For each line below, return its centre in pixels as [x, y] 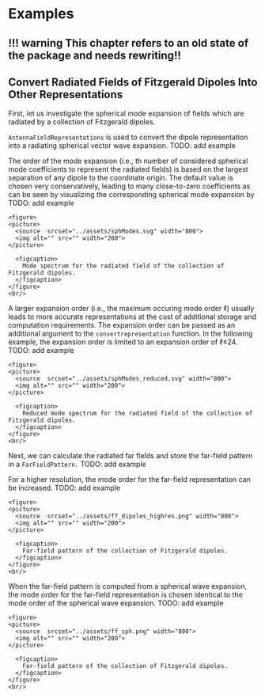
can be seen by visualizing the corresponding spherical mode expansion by [131, 195]
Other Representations [66, 95]
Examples [41, 14]
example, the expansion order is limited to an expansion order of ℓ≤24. [123, 342]
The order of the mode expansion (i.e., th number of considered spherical [128, 161]
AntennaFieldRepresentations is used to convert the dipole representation [128, 137]
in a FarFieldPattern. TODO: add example [77, 465]
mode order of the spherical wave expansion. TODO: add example [116, 603]
